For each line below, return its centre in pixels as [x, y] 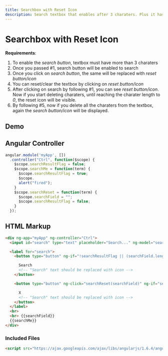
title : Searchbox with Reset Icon [41, 10]
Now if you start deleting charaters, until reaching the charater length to [86, 95]
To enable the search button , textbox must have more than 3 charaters [85, 63]
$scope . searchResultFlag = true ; [53, 174]
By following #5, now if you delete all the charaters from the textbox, [83, 105]
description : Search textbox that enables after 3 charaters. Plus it [80, 15]
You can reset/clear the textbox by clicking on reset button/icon [78, 84]
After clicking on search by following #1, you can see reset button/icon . [85, 89]
